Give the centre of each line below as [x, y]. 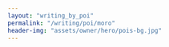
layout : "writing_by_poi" [50, 16]
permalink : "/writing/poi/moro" [61, 23]
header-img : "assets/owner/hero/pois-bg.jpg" [84, 30]
